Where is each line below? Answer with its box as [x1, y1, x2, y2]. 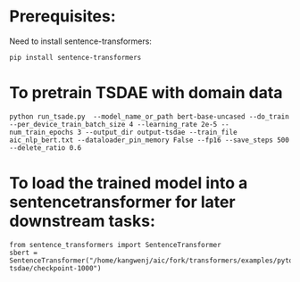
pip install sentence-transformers [9, 53, 142, 62]
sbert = [9, 248, 38, 257]
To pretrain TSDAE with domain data [9, 83, 283, 104]
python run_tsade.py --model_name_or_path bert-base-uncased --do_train [9, 112, 290, 121]
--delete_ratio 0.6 [9, 143, 82, 153]
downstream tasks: [9, 211, 156, 231]
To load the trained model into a [9, 173, 248, 194]
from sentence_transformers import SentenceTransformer [9, 240, 221, 249]
